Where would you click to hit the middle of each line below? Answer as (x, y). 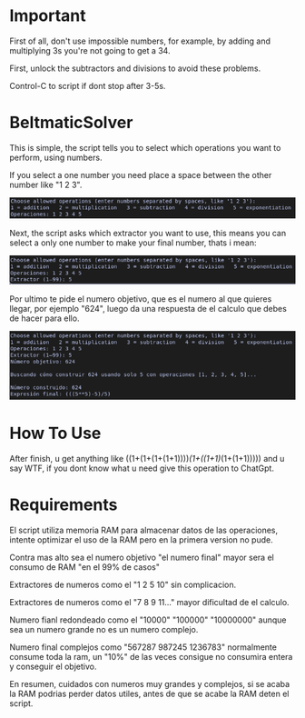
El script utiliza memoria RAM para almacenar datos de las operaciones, (144, 530)
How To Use (55, 434)
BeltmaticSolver (71, 123)
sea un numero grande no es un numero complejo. (104, 630)
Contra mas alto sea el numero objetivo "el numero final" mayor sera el (142, 558)
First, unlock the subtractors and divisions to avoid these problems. (135, 68)
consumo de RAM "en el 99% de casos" (85, 567)
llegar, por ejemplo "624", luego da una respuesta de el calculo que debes (148, 308)
